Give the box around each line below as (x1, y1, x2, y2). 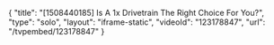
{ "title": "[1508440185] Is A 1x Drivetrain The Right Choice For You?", (8, 8, 265, 18)
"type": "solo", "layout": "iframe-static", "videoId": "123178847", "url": (8, 17, 266, 27)
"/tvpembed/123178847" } (8, 26, 105, 36)
